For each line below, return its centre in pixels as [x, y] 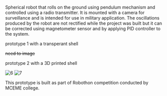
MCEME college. [22, 88]
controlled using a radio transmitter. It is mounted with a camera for [75, 13]
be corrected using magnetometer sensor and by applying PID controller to [83, 29]
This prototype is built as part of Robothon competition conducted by [77, 83]
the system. [17, 34]
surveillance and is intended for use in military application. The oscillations [82, 18]
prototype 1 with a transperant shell [42, 44]
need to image [20, 53]
